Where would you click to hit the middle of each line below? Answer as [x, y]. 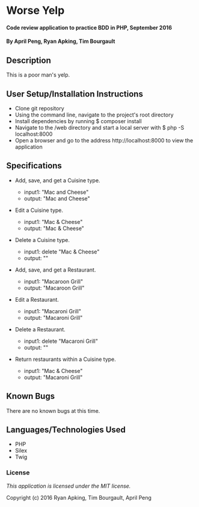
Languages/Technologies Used [66, 430]
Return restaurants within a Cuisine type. [65, 359]
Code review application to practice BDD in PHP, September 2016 [89, 27]
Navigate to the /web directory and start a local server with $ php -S [99, 128]
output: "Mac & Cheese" [54, 228]
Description [29, 60]
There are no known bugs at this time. [53, 410]
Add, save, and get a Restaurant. [55, 270]
